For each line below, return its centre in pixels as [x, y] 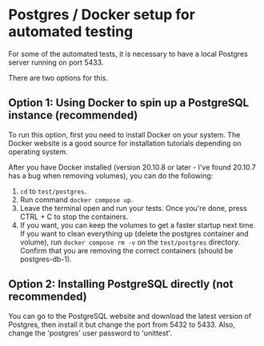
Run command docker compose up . [76, 199]
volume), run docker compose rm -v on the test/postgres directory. [130, 242]
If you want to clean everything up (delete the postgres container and [134, 233]
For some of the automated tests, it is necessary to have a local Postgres [128, 54]
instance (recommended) [73, 115]
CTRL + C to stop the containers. [74, 217]
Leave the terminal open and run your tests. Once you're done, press [134, 208]
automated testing [71, 32]
